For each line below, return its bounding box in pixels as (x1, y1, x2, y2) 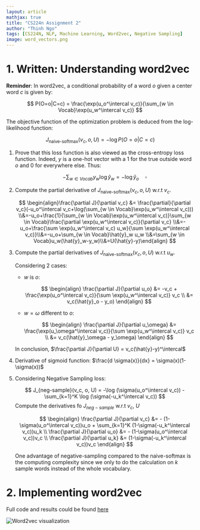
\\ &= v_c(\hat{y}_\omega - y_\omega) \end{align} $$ (44, 334, 174, 341)
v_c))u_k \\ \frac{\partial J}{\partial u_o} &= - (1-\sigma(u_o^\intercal (21, 428, 188, 435)
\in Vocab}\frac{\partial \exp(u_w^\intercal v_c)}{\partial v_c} (23, 218, 172, 226)
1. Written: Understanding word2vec (6, 62, 190, 76)
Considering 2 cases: (14, 262, 67, 269)
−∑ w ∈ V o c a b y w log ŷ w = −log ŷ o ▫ (62, 173, 147, 182)
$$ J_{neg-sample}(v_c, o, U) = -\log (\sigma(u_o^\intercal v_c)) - (24, 386, 185, 394)
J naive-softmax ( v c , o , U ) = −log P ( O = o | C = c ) (45, 136, 155, 144)
